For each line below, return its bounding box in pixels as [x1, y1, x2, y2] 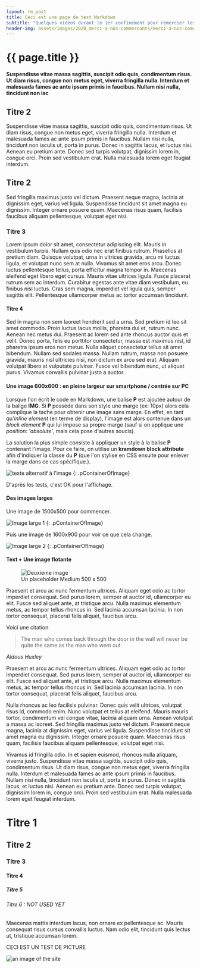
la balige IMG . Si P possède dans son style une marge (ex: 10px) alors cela [6, 402, 189, 409]
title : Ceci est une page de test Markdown [6, 14, 116, 20]
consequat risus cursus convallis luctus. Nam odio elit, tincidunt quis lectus [6, 926, 190, 933]
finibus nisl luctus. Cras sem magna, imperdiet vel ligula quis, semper [6, 285, 176, 292]
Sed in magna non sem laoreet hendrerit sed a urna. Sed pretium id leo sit [6, 318, 187, 325]
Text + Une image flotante [6, 556, 72, 563]
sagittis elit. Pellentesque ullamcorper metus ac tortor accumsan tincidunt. [6, 292, 189, 299]
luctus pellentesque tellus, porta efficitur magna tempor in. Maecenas [6, 266, 177, 274]
